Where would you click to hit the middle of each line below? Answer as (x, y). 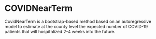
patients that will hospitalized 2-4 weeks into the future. (60, 31)
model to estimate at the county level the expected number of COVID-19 (76, 26)
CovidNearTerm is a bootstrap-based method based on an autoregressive (78, 21)
